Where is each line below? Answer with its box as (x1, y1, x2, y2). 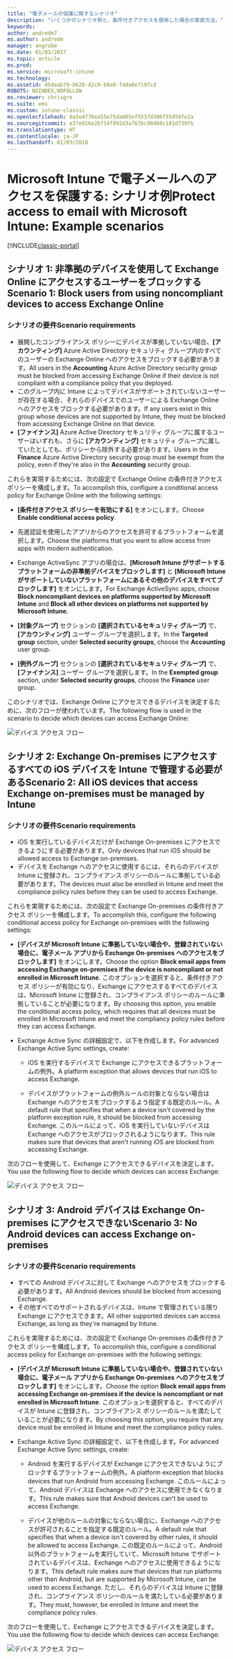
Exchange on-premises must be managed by (7, 788, 205, 800)
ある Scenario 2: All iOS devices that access (7, 776, 198, 788)
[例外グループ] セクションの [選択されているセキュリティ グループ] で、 (17, 659, 221, 667)
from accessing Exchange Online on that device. (17, 419, 156, 427)
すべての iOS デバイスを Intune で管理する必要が (16, 764, 223, 776)
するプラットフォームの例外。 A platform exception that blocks (46, 1468, 224, 1477)
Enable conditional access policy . (17, 513, 116, 521)
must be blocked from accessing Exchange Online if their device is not (17, 371, 219, 380)
